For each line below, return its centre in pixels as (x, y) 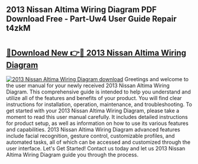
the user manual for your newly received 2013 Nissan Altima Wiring (88, 86)
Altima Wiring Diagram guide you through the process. (72, 155)
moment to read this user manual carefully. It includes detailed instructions (97, 117)
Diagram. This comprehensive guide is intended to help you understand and (98, 92)
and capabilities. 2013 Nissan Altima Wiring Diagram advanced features (93, 129)
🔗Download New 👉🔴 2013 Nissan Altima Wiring (96, 53)
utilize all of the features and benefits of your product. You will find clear (94, 98)
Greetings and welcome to (157, 79)
